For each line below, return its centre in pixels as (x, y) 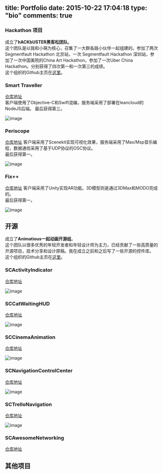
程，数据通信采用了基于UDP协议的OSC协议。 (50, 148)
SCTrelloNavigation (29, 404)
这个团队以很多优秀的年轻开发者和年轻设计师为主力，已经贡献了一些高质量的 (81, 245)
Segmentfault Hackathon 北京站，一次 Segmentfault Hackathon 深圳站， (78, 54)
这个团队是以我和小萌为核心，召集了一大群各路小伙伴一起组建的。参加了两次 (81, 48)
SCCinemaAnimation (30, 337)
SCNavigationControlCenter (39, 371)
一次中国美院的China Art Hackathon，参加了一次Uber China (73, 60)
